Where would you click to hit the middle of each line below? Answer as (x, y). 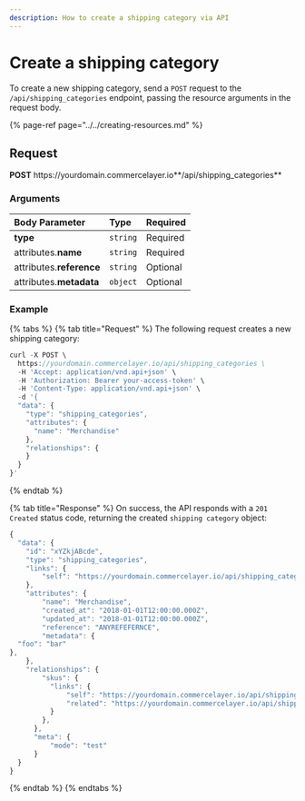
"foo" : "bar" (42, 644)
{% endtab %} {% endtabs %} (66, 788)
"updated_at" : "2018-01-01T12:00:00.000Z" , (125, 618)
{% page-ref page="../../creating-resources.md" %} (106, 124)
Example (29, 309)
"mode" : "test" (78, 746)
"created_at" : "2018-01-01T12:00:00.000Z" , (125, 610)
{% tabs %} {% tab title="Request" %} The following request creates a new (151, 329)
